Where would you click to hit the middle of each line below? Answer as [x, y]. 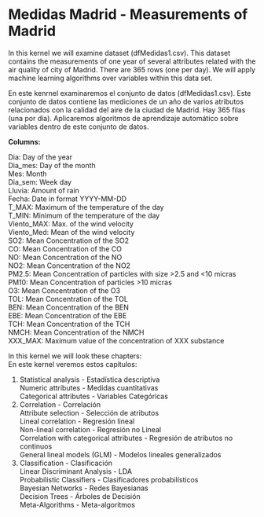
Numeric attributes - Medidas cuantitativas [89, 387]
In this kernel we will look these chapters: [75, 356]
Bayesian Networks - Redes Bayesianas [84, 488]
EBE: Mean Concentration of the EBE [68, 315]
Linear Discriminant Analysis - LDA [75, 471]
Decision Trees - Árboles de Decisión [80, 496]
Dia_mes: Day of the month [52, 165]
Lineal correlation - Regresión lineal [77, 421]
